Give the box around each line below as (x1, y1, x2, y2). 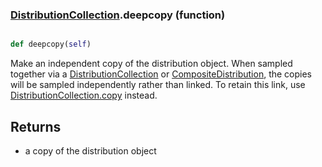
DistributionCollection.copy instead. (10, 89, 158, 102)
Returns (10, 118, 62, 135)
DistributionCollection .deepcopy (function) (10, 8, 226, 22)
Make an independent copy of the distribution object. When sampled (10, 58, 293, 70)
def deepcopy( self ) (10, 39, 92, 50)
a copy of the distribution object (24, 144, 157, 157)
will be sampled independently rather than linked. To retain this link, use (10, 79, 306, 91)
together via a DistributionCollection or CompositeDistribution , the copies (10, 68, 313, 80)
